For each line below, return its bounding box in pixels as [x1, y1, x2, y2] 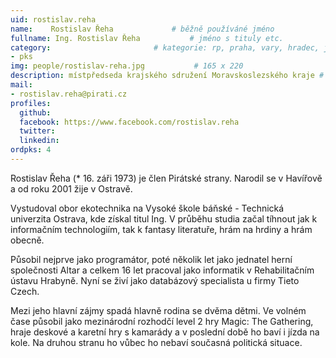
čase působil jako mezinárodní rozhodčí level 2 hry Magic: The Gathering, [10, 315, 314, 327]
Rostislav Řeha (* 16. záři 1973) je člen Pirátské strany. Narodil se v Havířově [10, 172, 323, 184]
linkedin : [19, 136, 60, 146]
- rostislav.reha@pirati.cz [10, 89, 128, 99]
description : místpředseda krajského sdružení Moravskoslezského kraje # [10, 71, 325, 81]
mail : [10, 80, 33, 90]
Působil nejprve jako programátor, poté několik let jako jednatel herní [10, 253, 293, 265]
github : [19, 107, 52, 118]
